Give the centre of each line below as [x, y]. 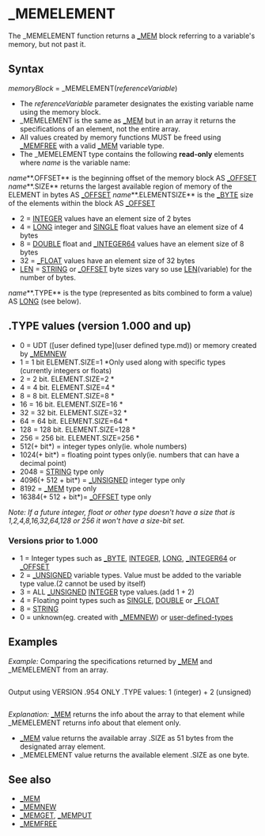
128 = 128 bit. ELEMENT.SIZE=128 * [78, 429]
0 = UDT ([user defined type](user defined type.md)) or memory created [138, 345]
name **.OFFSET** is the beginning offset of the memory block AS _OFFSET [132, 178]
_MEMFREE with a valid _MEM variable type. [92, 145]
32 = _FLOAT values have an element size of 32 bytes [107, 260]
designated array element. [62, 746]
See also [30, 780]
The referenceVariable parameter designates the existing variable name [136, 103]
